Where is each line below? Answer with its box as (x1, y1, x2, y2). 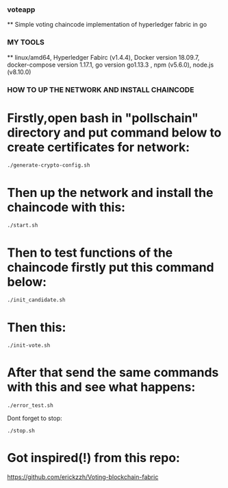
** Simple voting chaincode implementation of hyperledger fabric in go (7, 21, 207, 29)
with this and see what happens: (7, 380, 196, 395)
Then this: (7, 319, 66, 335)
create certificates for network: (7, 139, 190, 155)
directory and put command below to (7, 125, 222, 140)
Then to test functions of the (7, 245, 173, 260)
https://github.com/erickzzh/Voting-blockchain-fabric (7, 473, 159, 481)
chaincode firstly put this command (7, 259, 214, 275)
